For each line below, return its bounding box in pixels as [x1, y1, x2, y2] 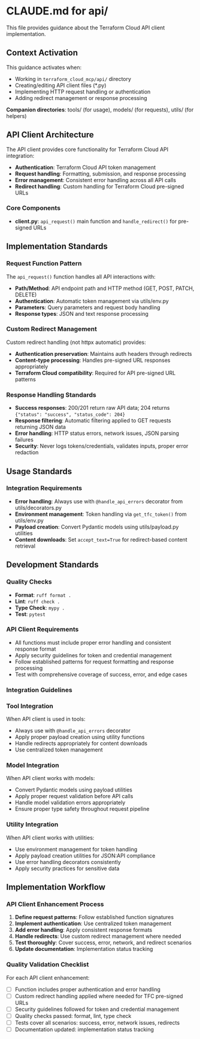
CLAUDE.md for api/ [6, 4, 108, 18]
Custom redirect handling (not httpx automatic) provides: [6, 339, 147, 346]
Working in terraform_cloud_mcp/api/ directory [14, 75, 132, 82]
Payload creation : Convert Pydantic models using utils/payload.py [14, 523, 179, 530]
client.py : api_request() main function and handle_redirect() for [14, 218, 177, 225]
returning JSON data [14, 424, 66, 431]
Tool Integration [6, 702, 54, 710]
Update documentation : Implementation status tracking [14, 946, 153, 953]
